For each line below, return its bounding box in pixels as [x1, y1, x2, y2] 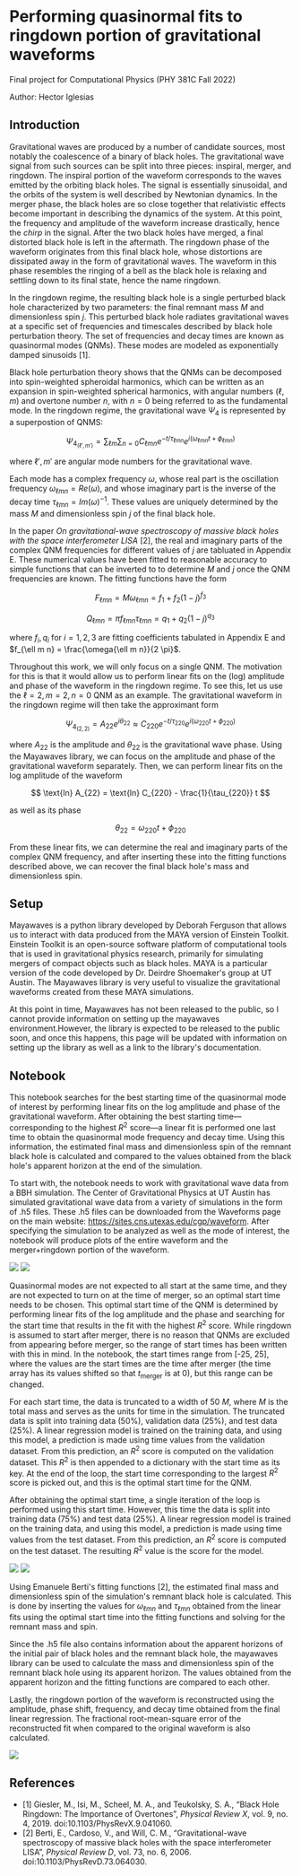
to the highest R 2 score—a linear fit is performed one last [65, 1121, 276, 1132]
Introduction [9, 118, 81, 133]
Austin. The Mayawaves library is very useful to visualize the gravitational [9, 977, 280, 988]
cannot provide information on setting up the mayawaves [9, 1014, 220, 1025]
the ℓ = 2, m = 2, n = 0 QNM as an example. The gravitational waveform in [9, 690, 282, 701]
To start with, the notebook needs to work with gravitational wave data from [9, 1177, 289, 1188]
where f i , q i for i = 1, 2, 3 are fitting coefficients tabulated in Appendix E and [9, 633, 286, 645]
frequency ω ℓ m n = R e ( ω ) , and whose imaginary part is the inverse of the [9, 483, 276, 496]
